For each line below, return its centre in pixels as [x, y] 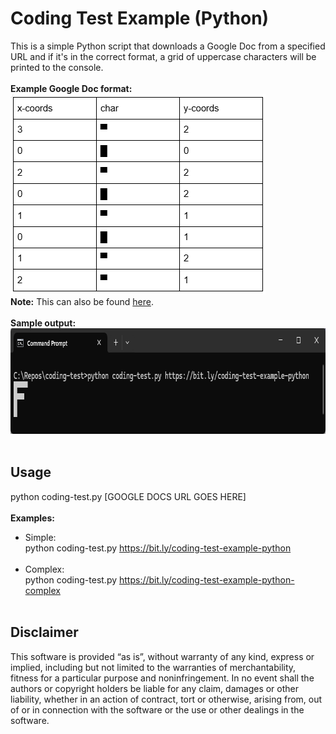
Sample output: [43, 323]
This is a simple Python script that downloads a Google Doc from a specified [168, 46]
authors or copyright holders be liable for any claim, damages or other [155, 688]
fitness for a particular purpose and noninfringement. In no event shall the [162, 678]
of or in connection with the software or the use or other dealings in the [157, 709]
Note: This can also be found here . [82, 301]
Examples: [32, 518]
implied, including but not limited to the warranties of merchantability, [153, 667]
